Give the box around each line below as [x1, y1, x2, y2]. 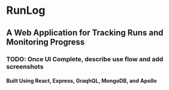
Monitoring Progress [6, 37, 85, 47]
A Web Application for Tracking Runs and [6, 28, 164, 38]
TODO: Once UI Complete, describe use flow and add [6, 55, 164, 63]
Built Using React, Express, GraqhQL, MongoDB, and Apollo [6, 77, 157, 85]
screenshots [6, 62, 44, 71]
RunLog [6, 4, 46, 17]
